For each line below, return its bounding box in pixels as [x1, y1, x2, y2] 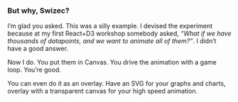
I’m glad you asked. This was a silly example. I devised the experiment [7, 22, 213, 30]
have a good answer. [7, 45, 69, 53]
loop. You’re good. [7, 66, 62, 74]
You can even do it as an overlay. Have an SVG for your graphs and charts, [7, 79, 226, 88]
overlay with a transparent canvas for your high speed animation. [7, 87, 198, 96]
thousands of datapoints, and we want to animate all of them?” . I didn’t [7, 37, 217, 45]
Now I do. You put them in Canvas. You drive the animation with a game [7, 58, 217, 67]
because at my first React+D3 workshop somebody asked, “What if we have [7, 29, 232, 38]
